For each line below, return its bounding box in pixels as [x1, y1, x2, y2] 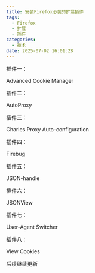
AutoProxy [6, 101, 32, 109]
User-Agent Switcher [6, 223, 58, 230]
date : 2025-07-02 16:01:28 [6, 48, 73, 54]
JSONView [6, 199, 33, 206]
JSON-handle [6, 175, 40, 182]
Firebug [6, 150, 26, 157]
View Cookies [6, 247, 40, 255]
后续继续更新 [6, 260, 38, 267]
